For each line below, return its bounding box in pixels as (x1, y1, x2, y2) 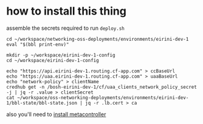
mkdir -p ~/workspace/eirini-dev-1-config (6, 52, 115, 58)
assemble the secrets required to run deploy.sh (6, 24, 125, 32)
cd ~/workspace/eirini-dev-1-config (6, 57, 99, 63)
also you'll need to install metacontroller (6, 111, 106, 118)
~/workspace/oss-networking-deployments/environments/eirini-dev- (17, 94, 189, 101)
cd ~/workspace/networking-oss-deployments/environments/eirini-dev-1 (6, 36, 189, 42)
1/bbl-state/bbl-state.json (6, 100, 78, 106)
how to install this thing (6, 4, 126, 18)
